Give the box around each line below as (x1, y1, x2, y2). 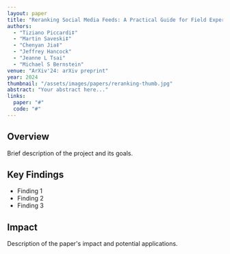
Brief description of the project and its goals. (7, 149, 133, 157)
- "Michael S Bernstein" (13, 61, 84, 68)
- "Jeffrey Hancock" (13, 49, 72, 55)
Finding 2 (16, 194, 44, 203)
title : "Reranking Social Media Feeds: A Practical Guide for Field (7, 16, 207, 23)
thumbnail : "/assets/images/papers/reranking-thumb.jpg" (7, 80, 173, 87)
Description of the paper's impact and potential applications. (7, 240, 178, 248)
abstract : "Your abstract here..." (7, 86, 109, 93)
